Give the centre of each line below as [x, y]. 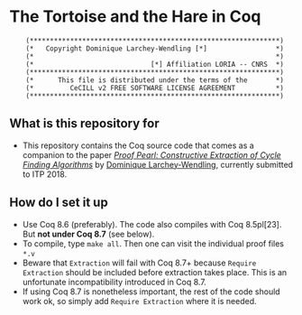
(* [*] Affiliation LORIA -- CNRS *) [155, 64]
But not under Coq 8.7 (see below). [88, 234]
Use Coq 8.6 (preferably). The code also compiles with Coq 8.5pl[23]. [152, 224]
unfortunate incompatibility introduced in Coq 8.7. [114, 282]
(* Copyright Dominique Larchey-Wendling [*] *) [155, 48]
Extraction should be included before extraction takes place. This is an [155, 272]
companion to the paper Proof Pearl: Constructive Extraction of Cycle [151, 154]
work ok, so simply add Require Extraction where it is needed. [139, 301]
